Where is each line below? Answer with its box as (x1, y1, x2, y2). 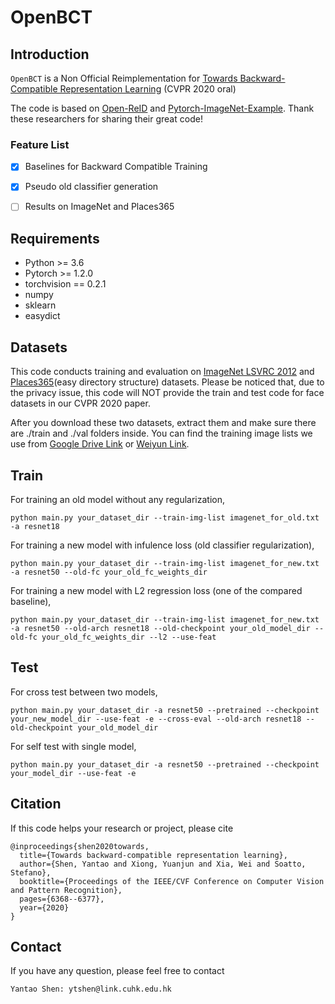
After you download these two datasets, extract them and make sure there (10, 417, 317, 429)
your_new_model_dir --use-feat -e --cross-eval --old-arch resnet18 (10, 714, 302, 724)
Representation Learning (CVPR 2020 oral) (59, 83, 237, 95)
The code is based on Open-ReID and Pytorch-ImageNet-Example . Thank (10, 102, 315, 114)
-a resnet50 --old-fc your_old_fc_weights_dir (10, 567, 208, 577)
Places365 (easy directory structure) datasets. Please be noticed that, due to (10, 376, 325, 388)
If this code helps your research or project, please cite (10, 822, 234, 834)
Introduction (10, 46, 90, 63)
